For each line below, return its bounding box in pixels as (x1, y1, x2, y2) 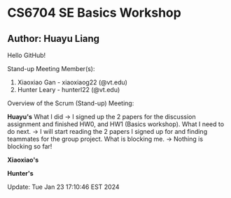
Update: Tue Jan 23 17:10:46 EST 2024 (7, 183, 120, 191)
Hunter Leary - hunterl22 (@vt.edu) (17, 86, 120, 93)
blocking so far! (7, 142, 52, 151)
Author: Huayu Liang (7, 33, 100, 45)
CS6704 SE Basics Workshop (7, 5, 182, 21)
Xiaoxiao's (7, 155, 39, 164)
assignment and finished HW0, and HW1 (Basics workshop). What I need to (7, 120, 225, 128)
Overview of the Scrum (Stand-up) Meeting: (7, 99, 134, 107)
